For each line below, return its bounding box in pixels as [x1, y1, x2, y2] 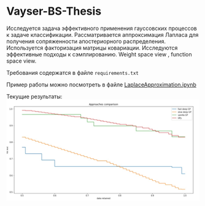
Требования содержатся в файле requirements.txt [6, 69, 139, 76]
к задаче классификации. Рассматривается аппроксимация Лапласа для [6, 31, 199, 38]
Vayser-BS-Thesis [6, 4, 102, 18]
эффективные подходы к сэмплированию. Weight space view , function [6, 50, 192, 58]
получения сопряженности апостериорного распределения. [6, 37, 166, 45]
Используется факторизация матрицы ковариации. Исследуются [6, 44, 178, 51]
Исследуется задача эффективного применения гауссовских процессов [6, 25, 198, 32]
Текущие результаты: [6, 93, 63, 100]
